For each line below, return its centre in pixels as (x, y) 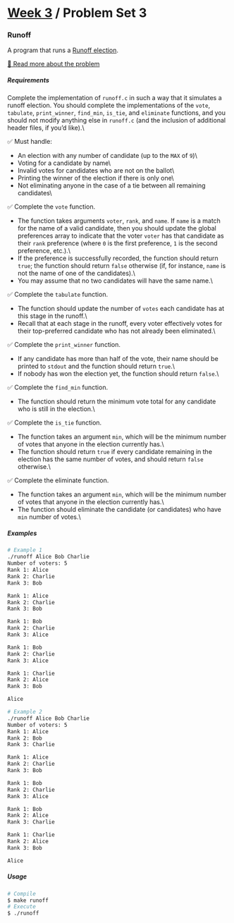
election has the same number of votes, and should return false (110, 459)
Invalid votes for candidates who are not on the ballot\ (96, 171)
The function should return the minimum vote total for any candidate (117, 402)
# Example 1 (25, 550)
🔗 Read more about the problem (54, 64)
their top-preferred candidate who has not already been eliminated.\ (117, 331)
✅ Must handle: (30, 142)
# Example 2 (25, 712)
